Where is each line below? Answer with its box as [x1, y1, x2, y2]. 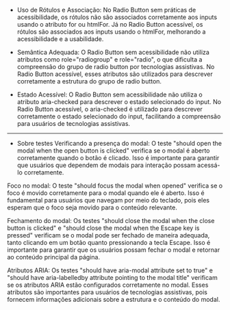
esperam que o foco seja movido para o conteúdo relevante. [7, 203, 178, 211]
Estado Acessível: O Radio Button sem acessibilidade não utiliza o [16, 90, 203, 99]
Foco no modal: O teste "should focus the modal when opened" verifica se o [7, 181, 223, 190]
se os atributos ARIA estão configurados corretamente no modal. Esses [7, 281, 209, 289]
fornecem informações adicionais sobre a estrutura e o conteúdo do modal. [7, 296, 220, 303]
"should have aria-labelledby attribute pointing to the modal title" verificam [7, 274, 218, 281]
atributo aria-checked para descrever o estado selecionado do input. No [16, 98, 221, 105]
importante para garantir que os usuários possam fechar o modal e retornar [7, 246, 220, 254]
